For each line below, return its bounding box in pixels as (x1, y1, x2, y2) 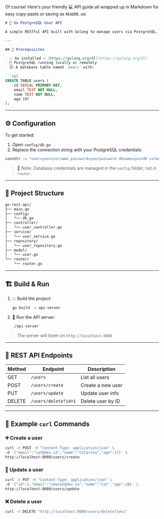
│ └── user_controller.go (5, 225, 62, 230)
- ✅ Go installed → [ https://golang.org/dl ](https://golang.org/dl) (5, 56, 148, 61)
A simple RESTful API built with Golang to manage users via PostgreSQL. (5, 29, 159, 34)
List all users (80, 374, 110, 381)
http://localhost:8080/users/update (5, 486, 80, 491)
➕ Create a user (5, 434, 43, 441)
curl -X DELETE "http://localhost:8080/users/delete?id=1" (5, 509, 128, 514)
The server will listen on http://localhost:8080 (17, 332, 112, 338)
